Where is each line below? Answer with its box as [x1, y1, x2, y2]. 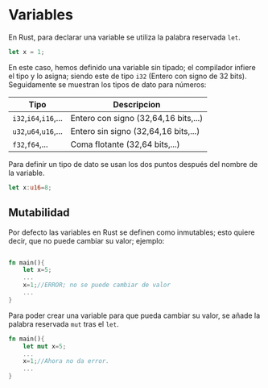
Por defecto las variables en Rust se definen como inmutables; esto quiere [8, 227, 255, 237]
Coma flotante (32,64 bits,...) [70, 139, 180, 150]
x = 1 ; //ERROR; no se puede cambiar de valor [23, 281, 171, 290]
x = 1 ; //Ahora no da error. [23, 357, 110, 365]
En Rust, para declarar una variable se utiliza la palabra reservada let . [8, 32, 241, 42]
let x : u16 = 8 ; [8, 183, 52, 191]
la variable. [8, 168, 45, 177]
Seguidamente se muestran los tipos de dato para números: [8, 79, 207, 90]
